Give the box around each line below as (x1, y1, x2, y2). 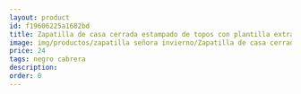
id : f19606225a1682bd (9, 21, 90, 30)
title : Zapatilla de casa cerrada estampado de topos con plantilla (9, 30, 271, 38)
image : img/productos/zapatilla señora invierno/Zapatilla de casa (9, 38, 267, 47)
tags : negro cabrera (9, 55, 87, 64)
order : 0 (9, 72, 42, 81)
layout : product (9, 13, 70, 22)
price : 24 (9, 47, 47, 56)
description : (9, 64, 58, 73)
